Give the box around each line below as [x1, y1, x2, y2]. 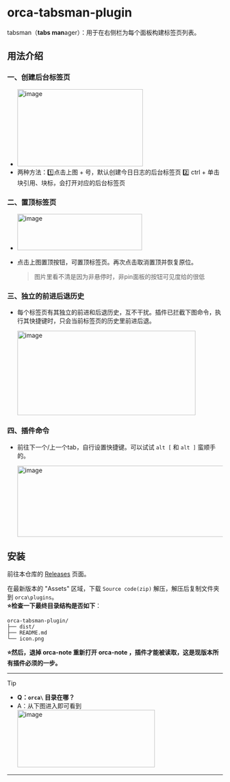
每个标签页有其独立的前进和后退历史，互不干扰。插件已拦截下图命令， [16, 308, 216, 317]
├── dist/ [7, 624, 36, 631]
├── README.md [7, 629, 48, 637]
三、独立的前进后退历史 [7, 291, 84, 301]
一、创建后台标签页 [7, 73, 71, 82]
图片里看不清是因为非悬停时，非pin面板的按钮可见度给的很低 [34, 272, 205, 280]
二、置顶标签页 [7, 197, 57, 207]
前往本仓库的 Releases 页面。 [7, 570, 90, 578]
